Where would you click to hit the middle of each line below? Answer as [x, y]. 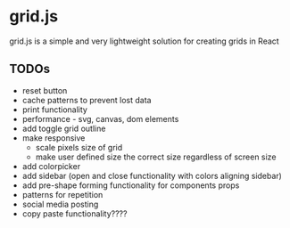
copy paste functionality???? [75, 213]
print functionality [54, 110]
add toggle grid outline [64, 128]
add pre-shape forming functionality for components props [131, 185]
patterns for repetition [62, 194]
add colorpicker [51, 166]
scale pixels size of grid [79, 147]
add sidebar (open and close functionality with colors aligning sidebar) [152, 175]
